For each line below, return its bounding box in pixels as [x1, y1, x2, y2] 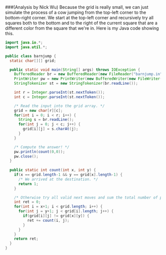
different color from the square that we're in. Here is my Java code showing [5, 25, 159, 31]
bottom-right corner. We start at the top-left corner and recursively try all [5, 15, 154, 20]
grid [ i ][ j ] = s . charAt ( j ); [23, 126, 79, 132]
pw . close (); [14, 153, 39, 159]
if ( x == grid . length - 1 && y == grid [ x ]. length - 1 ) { [14, 172, 123, 177]
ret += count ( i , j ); [27, 218, 70, 223]
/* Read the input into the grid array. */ [14, 103, 105, 108]
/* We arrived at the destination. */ [18, 177, 98, 182]
